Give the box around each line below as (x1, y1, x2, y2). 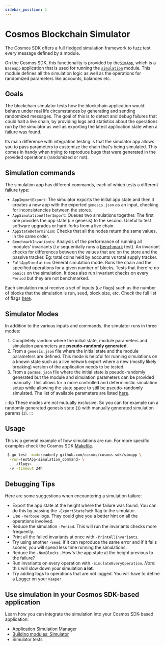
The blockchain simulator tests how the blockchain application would (5, 103, 145, 109)
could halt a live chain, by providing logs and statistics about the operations (5, 119, 158, 124)
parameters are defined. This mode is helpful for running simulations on (12, 354, 158, 359)
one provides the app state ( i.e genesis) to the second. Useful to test (12, 218, 151, 224)
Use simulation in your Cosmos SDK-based (5, 590, 139, 599)
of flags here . (5, 295, 32, 301)
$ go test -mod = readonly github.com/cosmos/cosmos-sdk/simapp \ (7, 452, 141, 457)
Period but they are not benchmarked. (12, 275, 89, 282)
